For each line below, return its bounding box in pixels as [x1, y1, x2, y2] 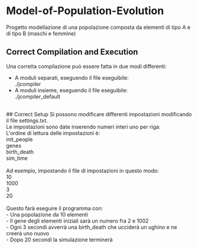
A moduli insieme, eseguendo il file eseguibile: [14, 87, 128, 94]
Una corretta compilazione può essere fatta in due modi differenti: [6, 63, 167, 70]
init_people [6, 136, 33, 143]
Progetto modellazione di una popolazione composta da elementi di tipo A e [6, 24, 191, 31]
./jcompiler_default [14, 93, 61, 100]
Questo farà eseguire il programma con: [6, 205, 103, 212]
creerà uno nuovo [6, 230, 49, 237]
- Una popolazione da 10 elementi [6, 211, 89, 218]
